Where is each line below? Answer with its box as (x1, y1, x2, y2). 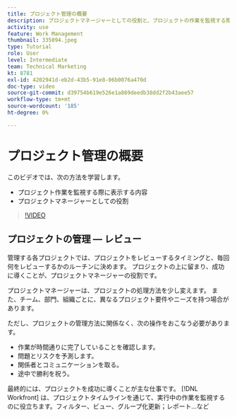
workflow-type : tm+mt (7, 96, 71, 103)
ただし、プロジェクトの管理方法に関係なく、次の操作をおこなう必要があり (7, 319, 224, 327)
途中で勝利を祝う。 (17, 369, 73, 377)
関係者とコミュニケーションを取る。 (17, 360, 123, 369)
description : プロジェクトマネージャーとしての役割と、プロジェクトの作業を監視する (7, 17, 226, 24)
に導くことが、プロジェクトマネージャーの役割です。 (7, 270, 161, 280)
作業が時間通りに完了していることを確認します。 (17, 343, 159, 351)
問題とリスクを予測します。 (17, 351, 98, 360)
